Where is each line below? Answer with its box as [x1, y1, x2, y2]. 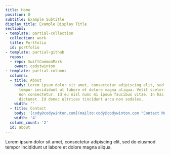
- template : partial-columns [5, 69, 67, 74]
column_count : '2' [10, 120, 49, 125]
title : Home [5, 7, 30, 13]
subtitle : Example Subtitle [5, 17, 65, 22]
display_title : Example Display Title [5, 21, 87, 27]
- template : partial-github [5, 49, 65, 55]
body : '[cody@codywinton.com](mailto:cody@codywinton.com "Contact [14, 111, 159, 116]
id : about [10, 125, 30, 130]
